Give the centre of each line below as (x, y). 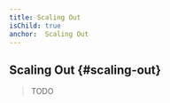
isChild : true (35, 26)
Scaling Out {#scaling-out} (85, 70)
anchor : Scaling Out (49, 34)
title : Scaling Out (45, 17)
